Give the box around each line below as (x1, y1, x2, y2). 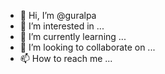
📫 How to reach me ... (19, 53, 113, 64)
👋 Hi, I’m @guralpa (19, 10, 97, 21)
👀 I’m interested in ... (19, 20, 105, 32)
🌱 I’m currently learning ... (19, 31, 127, 42)
